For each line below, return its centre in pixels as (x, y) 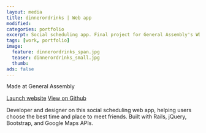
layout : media (25, 12)
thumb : (20, 63)
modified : (19, 23)
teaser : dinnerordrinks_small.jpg (56, 58)
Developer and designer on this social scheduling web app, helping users (99, 110)
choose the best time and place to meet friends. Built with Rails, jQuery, (97, 116)
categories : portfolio (35, 29)
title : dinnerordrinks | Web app (49, 18)
